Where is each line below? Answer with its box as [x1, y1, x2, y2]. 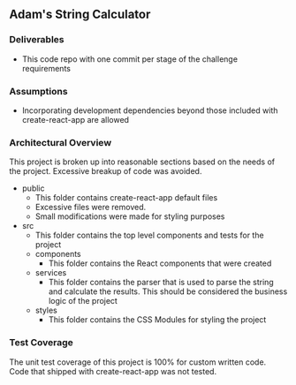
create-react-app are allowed [21, 114, 130, 125]
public [21, 183, 45, 193]
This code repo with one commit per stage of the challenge [21, 53, 239, 64]
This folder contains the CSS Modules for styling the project [48, 314, 267, 325]
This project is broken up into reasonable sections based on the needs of [9, 156, 276, 167]
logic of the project [48, 296, 118, 306]
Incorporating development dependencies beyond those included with [21, 105, 278, 116]
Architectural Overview [9, 136, 112, 148]
